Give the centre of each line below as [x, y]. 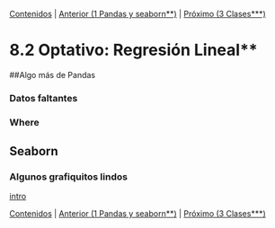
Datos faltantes [44, 98]
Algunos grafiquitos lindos [69, 177]
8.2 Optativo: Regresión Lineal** [133, 50]
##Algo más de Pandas [53, 75]
